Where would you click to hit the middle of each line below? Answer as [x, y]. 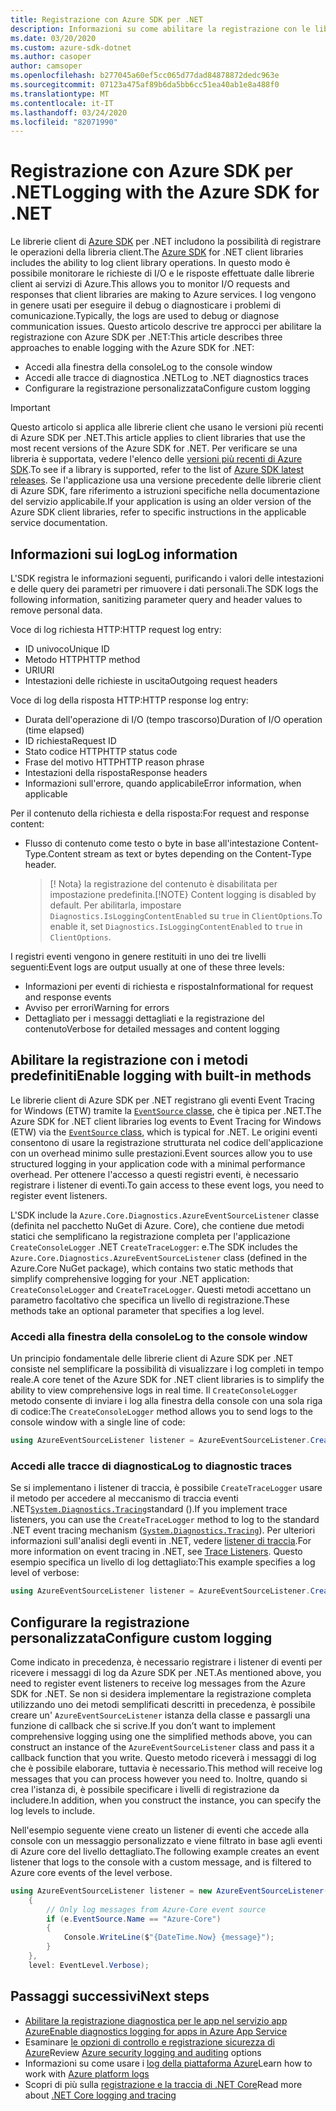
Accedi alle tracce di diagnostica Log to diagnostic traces [151, 1466]
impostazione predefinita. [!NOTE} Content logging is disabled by [183, 894]
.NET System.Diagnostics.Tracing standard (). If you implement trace [149, 1509]
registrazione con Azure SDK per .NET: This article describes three [146, 337]
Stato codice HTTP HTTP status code [101, 751]
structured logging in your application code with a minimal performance [158, 1163]
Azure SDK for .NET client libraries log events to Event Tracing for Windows [166, 1121]
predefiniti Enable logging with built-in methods [161, 1076]
